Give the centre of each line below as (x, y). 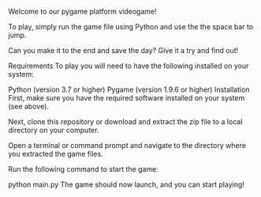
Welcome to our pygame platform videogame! (82, 11)
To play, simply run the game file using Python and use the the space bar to (131, 27)
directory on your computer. (54, 130)
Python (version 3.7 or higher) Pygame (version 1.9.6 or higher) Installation (129, 89)
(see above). (29, 106)
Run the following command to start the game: (84, 169)
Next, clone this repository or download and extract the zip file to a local (125, 121)
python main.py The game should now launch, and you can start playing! (126, 184)
